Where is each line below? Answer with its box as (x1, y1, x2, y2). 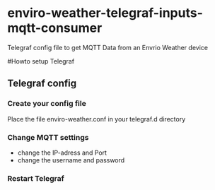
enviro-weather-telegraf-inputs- (7, 5, 204, 21)
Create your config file (7, 99, 86, 109)
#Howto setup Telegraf (7, 57, 75, 65)
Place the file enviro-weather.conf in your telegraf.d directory (7, 114, 186, 123)
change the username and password (17, 155, 125, 164)
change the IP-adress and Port (17, 148, 107, 157)
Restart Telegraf (7, 173, 65, 183)
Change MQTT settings (7, 132, 89, 142)
